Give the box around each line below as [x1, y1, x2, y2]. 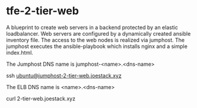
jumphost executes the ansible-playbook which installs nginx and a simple [6, 43, 188, 50]
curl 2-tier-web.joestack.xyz [6, 95, 76, 102]
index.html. [6, 49, 34, 56]
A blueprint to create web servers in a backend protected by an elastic [6, 24, 178, 31]
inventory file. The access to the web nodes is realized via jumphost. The [6, 36, 185, 43]
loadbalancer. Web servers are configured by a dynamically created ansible [6, 30, 191, 37]
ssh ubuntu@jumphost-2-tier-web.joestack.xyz [6, 72, 122, 79]
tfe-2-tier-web [6, 4, 79, 18]
